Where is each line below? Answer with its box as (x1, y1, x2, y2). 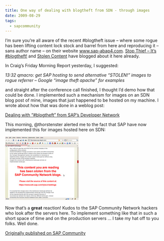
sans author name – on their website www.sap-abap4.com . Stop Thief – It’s (5, 48, 157, 54)
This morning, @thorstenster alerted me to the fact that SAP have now (5, 122, 147, 128)
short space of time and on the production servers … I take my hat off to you (5, 215, 159, 221)
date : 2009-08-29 (5, 13, 41, 18)
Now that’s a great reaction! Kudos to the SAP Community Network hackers (5, 205, 158, 211)
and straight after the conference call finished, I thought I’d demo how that (5, 87, 155, 93)
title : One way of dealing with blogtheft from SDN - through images (5, 8, 150, 13)
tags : (5, 18, 16, 23)
